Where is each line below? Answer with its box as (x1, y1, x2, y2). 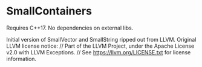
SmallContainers (6, 4, 93, 18)
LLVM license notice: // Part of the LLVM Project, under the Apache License (6, 42, 195, 49)
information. (6, 55, 37, 62)
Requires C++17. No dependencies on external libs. (6, 24, 134, 31)
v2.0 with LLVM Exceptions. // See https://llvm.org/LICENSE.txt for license (6, 48, 191, 56)
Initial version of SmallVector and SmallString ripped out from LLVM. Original (6, 36, 197, 43)
